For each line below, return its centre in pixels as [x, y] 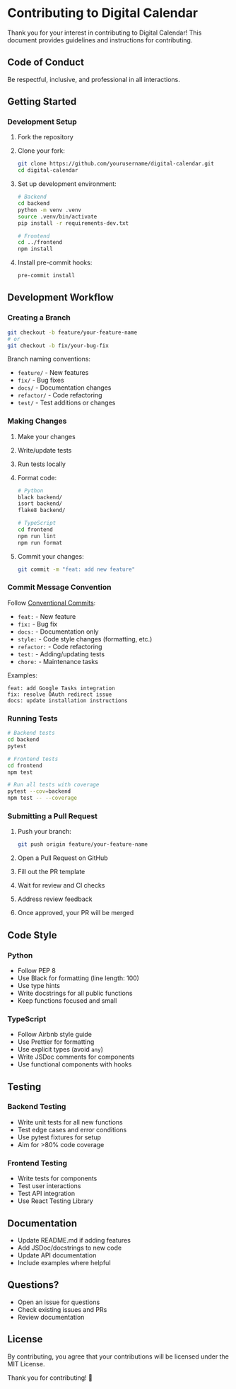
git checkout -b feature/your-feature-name [72, 332]
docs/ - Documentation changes [64, 388]
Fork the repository [46, 137]
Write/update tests [45, 450]
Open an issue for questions [59, 1302]
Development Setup [42, 122]
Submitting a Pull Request [52, 816]
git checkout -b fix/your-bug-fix [58, 345]
